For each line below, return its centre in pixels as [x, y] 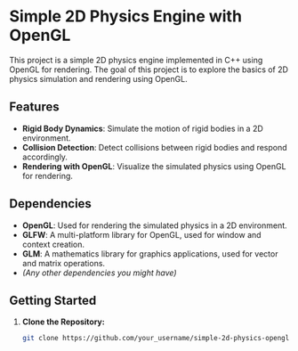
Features [34, 107]
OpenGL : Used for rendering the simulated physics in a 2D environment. [154, 225]
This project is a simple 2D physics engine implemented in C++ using [136, 60]
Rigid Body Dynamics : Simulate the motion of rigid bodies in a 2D [143, 128]
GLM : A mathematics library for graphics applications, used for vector [150, 253]
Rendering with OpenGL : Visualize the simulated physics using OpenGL [154, 166]
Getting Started [53, 300]
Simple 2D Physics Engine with [126, 16]
